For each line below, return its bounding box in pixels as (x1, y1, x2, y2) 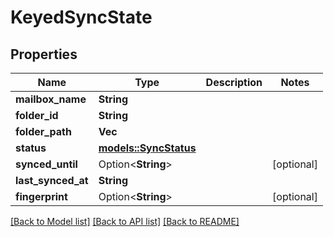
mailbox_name (15, 92, 87, 106)
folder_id (15, 109, 59, 122)
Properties (10, 46, 78, 63)
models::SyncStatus (98, 141, 197, 155)
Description (205, 76, 263, 89)
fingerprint (15, 190, 68, 203)
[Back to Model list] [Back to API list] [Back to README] (10, 216, 240, 227)
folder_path (15, 125, 72, 138)
